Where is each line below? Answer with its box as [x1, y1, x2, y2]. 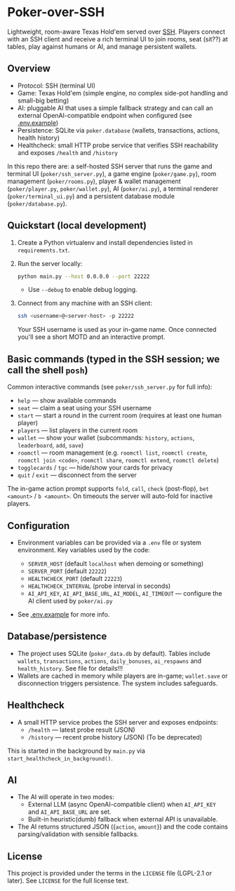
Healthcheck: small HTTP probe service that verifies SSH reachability [17, 141, 219, 149]
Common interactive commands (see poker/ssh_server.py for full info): [7, 383, 213, 391]
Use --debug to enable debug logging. [27, 286, 138, 294]
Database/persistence [7, 631, 107, 643]
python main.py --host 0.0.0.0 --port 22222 [17, 273, 150, 280]
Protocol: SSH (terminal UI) [17, 81, 96, 90]
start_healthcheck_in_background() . [7, 753, 114, 762]
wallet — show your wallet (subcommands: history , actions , [17, 434, 195, 442]
